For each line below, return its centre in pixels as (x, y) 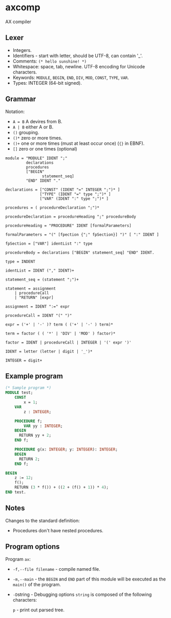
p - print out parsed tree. (39, 610)
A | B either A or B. (33, 127)
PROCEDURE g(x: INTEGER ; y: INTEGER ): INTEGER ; (66, 450)
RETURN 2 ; (29, 459)
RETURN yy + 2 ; (35, 436)
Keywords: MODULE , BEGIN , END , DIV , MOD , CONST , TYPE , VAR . (71, 77)
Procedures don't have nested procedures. (58, 530)
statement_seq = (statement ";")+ (42, 279)
